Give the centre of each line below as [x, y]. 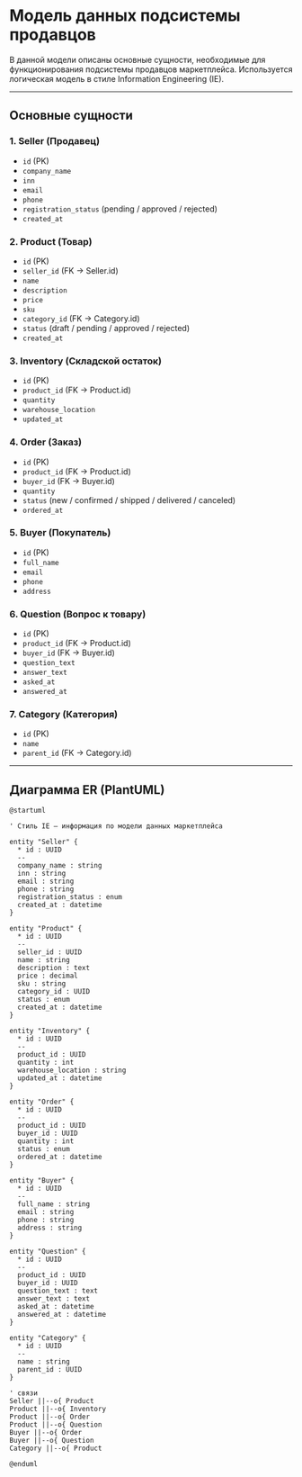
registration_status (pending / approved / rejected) [120, 209]
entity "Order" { [42, 1102]
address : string [50, 1228]
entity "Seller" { [44, 842]
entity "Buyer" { [42, 1181]
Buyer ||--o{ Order [46, 1433]
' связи [24, 1393]
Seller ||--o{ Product [52, 1401]
